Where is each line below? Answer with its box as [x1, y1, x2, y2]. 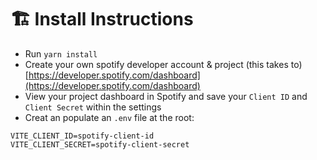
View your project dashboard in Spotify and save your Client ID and [24, 90, 308, 102]
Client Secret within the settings [24, 101, 162, 113]
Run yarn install [24, 47, 98, 60]
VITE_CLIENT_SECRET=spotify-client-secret [10, 139, 190, 150]
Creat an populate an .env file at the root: [24, 111, 195, 123]
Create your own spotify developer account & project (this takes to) [24, 58, 303, 70]
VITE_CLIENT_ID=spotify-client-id [10, 131, 155, 141]
